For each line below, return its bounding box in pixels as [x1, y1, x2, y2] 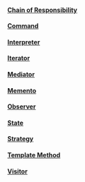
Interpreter [7, 37, 40, 46]
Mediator [7, 70, 35, 78]
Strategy [7, 135, 34, 143]
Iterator [7, 54, 30, 63]
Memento [7, 86, 37, 95]
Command [7, 22, 39, 30]
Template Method [7, 150, 61, 159]
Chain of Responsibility [7, 6, 78, 14]
